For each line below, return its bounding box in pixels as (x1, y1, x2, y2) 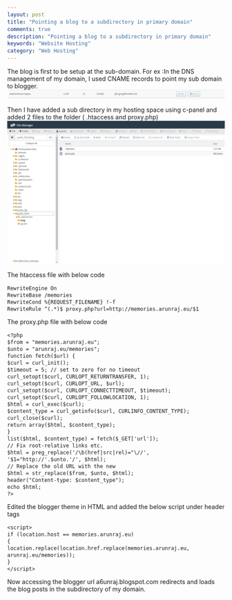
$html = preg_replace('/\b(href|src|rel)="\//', (7, 449, 150, 456)
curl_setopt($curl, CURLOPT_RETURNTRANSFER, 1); (7, 373, 150, 380)
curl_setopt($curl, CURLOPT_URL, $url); (7, 380, 126, 387)
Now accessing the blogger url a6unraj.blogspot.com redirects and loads (7, 577, 215, 586)
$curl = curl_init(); (7, 359, 70, 366)
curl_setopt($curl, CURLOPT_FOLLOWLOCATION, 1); (7, 394, 150, 401)
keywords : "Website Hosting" (7, 40, 91, 48)
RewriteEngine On (7, 285, 57, 292)
